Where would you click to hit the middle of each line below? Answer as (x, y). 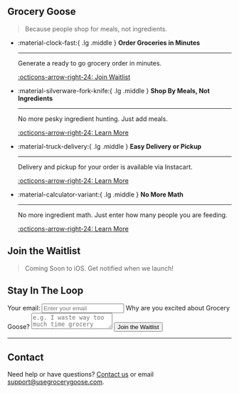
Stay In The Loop (46, 291)
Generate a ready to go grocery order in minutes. (90, 63)
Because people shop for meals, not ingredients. (96, 28)
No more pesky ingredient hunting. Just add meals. (93, 119)
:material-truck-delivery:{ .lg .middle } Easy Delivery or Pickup (110, 146)
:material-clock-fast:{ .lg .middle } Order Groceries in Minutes (109, 43)
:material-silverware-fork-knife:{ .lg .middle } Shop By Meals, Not (113, 90)
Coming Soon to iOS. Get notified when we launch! (99, 268)
